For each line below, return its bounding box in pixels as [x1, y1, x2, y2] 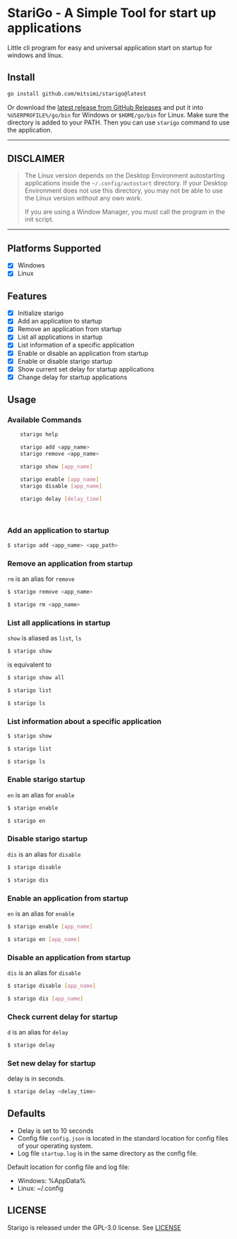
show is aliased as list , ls [7, 634, 83, 642]
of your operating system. [17, 1141, 93, 1150]
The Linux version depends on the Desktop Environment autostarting [24, 171, 225, 180]
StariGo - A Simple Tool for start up [7, 5, 217, 21]
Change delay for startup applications [17, 373, 128, 381]
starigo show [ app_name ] [20, 463, 93, 471]
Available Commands [7, 415, 83, 425]
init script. [24, 215, 54, 224]
